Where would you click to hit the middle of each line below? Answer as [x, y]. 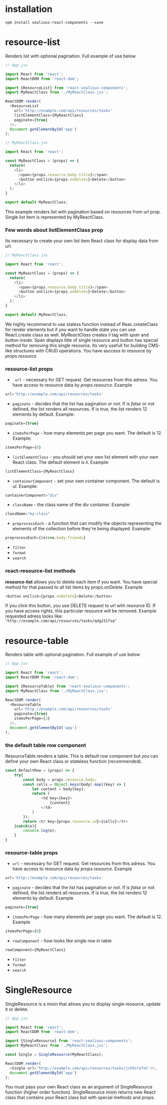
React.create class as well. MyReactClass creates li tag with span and [77, 334]
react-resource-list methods [40, 571]
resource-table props [32, 852]
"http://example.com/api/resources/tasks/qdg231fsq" [61, 621]
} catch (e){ [25, 826]
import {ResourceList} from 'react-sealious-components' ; [67, 88]
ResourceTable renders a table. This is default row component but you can [82, 756]
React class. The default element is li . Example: [61, 462]
